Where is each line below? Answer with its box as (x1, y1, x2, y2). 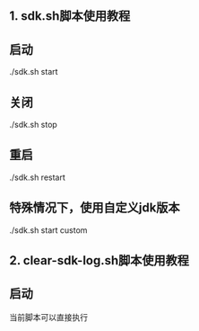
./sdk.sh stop (9, 120, 58, 130)
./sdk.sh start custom (9, 224, 88, 236)
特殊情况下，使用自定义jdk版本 (9, 201, 181, 216)
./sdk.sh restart (9, 172, 65, 183)
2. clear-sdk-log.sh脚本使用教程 (9, 253, 190, 268)
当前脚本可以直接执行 (9, 311, 88, 322)
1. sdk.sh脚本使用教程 (9, 8, 131, 24)
